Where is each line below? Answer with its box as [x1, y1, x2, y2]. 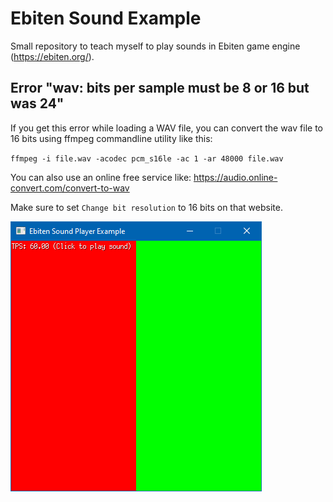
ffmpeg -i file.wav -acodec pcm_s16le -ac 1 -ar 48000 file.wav [10, 153, 284, 164]
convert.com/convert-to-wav [10, 182, 130, 194]
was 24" [10, 95, 65, 112]
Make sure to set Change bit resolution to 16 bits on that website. [10, 201, 283, 213]
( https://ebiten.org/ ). [10, 50, 95, 62]
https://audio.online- [193, 171, 278, 183]
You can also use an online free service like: [10, 171, 192, 183]
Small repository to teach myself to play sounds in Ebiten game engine [10, 40, 301, 52]
